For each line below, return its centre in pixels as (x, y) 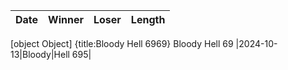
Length (148, 19)
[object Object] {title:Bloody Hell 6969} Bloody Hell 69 (122, 43)
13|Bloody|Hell (40, 54)
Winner (66, 19)
